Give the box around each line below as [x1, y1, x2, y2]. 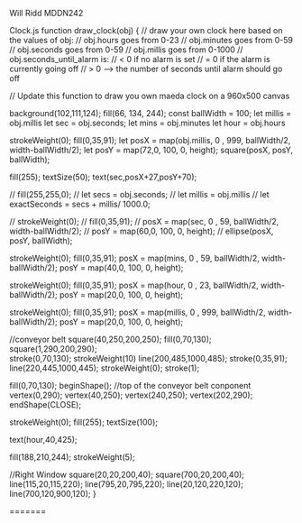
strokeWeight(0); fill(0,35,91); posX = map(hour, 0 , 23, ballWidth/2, [9, 280, 259, 290]
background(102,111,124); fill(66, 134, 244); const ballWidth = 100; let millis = [9, 108, 292, 118]
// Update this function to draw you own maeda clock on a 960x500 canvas [9, 90, 290, 101]
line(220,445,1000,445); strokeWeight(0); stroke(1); [9, 362, 200, 373]
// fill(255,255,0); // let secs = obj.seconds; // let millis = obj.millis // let [9, 189, 270, 199]
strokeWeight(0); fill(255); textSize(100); [9, 417, 159, 427]
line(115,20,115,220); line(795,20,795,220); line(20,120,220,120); [9, 479, 243, 490]
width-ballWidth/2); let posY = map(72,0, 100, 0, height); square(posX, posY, [9, 144, 294, 155]
